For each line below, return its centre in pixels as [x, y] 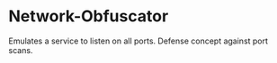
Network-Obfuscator [89, 16]
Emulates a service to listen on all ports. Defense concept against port [138, 41]
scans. [21, 50]
